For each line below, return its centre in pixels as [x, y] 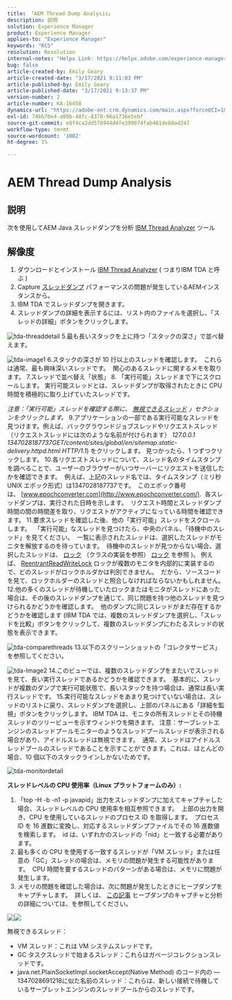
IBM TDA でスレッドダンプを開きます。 [72, 304]
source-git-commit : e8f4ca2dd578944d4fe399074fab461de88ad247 [98, 123]
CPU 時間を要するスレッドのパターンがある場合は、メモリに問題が [127, 869]
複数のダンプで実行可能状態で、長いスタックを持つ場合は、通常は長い [119, 688]
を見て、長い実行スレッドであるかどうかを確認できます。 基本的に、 [105, 679]
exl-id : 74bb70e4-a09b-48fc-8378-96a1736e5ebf [75, 116]
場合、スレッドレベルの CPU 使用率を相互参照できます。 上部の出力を [117, 808]
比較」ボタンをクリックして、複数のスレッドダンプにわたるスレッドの [119, 624]
